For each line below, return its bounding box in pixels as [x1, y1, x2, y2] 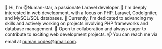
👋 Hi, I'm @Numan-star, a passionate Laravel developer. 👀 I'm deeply [5, 5, 147, 10]
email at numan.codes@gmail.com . [5, 39, 77, 44]
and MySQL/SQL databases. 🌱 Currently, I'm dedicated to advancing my [5, 15, 154, 21]
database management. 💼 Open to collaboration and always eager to [5, 26, 146, 32]
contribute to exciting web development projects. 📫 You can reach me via [5, 31, 158, 37]
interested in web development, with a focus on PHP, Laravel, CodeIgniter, [5, 10, 158, 16]
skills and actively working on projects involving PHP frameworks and [5, 20, 148, 26]
